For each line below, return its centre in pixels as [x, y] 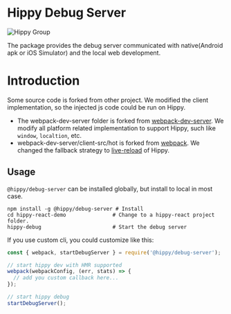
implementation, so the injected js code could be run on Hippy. [96, 107]
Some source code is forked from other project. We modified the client [108, 100]
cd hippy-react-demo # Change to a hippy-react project [111, 215]
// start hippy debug [38, 297]
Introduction [44, 81]
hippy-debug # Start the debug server [97, 227]
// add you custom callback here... [66, 278]
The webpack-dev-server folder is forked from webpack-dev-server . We [120, 121]
